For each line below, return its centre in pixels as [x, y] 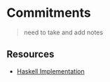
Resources [30, 54]
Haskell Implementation [50, 71]
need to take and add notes [63, 32]
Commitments [49, 13]
